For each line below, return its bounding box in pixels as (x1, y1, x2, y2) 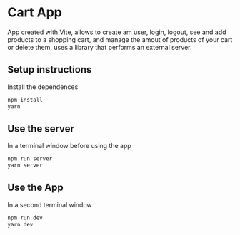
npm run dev (7, 214, 43, 221)
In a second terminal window (7, 200, 92, 209)
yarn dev (7, 221, 34, 228)
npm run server (7, 155, 53, 162)
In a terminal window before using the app (7, 142, 132, 150)
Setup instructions (7, 63, 92, 75)
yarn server (7, 162, 43, 169)
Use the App (7, 182, 64, 194)
